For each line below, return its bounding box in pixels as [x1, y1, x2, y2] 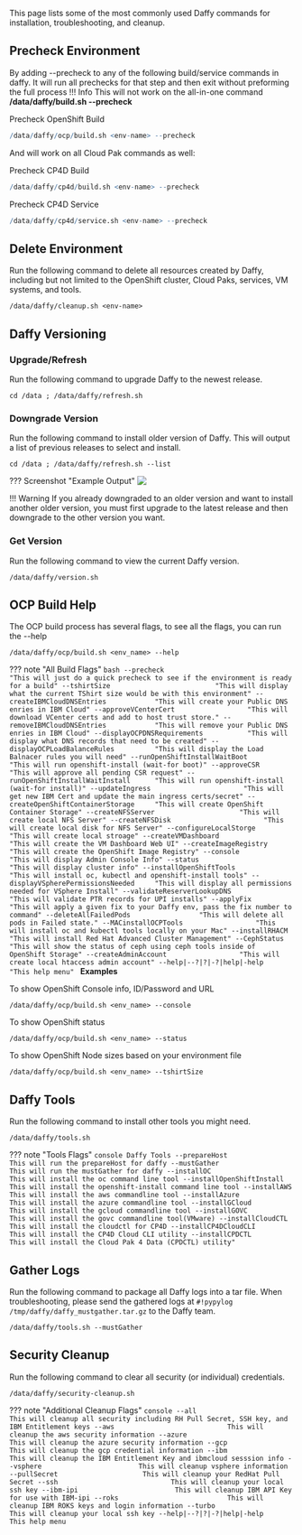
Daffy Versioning [9, 326, 106, 341]
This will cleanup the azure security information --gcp [9, 1437, 228, 1447]
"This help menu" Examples [9, 966, 118, 977]
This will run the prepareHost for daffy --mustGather [9, 1159, 220, 1168]
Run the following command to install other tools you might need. [9, 1116, 251, 1127]
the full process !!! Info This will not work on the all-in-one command [9, 86, 263, 98]
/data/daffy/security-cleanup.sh [9, 1389, 135, 1398]
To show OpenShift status [9, 1017, 105, 1028]
